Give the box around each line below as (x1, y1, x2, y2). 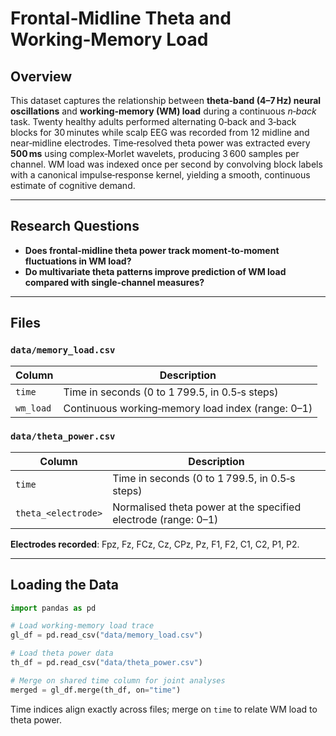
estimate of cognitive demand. (10, 180, 136, 191)
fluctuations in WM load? (24, 255, 132, 267)
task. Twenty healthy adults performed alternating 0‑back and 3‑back (10, 116, 297, 127)
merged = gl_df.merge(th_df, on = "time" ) (10, 685, 182, 695)
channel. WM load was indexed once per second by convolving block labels (10, 158, 323, 170)
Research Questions (10, 218, 140, 235)
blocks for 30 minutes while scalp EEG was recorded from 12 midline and (10, 127, 310, 138)
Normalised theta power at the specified (112, 500, 302, 514)
